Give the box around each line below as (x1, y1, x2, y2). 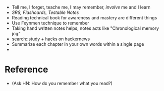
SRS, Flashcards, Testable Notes (11, 9, 79, 15)
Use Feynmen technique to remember (11, 20, 90, 26)
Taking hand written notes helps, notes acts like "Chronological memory (11, 25, 159, 31)
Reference (4, 64, 48, 75)
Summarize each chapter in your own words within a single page (11, 41, 144, 47)
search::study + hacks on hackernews (11, 36, 90, 42)
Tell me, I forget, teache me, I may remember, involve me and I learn (11, 4, 151, 10)
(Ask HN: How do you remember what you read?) (11, 80, 112, 86)
